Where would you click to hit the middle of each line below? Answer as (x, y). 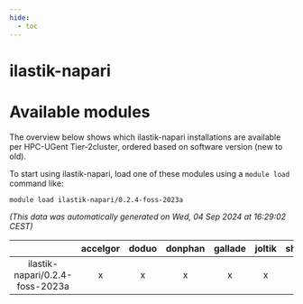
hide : (19, 18)
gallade (230, 248)
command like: (37, 183)
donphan (185, 248)
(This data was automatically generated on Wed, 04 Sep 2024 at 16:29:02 (148, 216)
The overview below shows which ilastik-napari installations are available (145, 137)
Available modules (80, 111)
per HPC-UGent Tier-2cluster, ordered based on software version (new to (146, 146)
